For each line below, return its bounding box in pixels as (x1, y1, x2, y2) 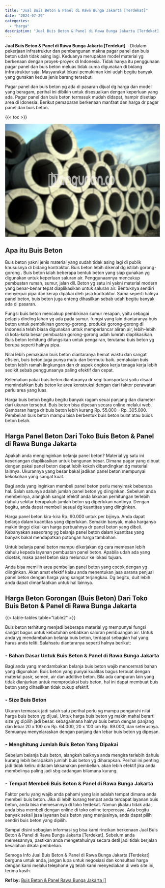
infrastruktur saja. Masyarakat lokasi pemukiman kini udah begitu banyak (5, 69, 153, 75)
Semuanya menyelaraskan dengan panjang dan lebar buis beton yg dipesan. (5, 729, 160, 735)
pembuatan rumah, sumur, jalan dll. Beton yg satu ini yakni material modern (5, 280, 158, 286)
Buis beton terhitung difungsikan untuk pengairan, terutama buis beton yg (5, 337, 155, 343)
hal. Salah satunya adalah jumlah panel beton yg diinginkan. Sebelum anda (5, 489, 156, 494)
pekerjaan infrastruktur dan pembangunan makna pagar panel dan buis (5, 48, 149, 54)
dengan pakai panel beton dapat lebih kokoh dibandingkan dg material (5, 463, 148, 469)
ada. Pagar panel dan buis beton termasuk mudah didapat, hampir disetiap (5, 94, 156, 100)
